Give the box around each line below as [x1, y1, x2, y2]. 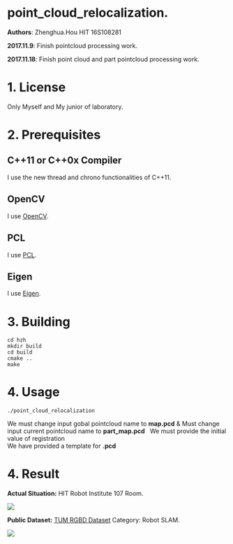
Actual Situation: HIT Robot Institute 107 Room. [7, 490, 144, 498]
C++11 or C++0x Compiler [7, 155, 122, 167]
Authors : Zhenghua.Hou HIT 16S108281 [7, 28, 122, 36]
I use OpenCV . [7, 211, 49, 220]
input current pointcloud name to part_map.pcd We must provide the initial [7, 427, 227, 435]
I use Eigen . [7, 289, 41, 298]
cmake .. [7, 355, 33, 362]
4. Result [7, 466, 60, 482]
